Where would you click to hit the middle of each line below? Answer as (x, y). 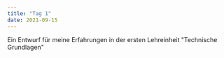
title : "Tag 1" (29, 13)
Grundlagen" (26, 47)
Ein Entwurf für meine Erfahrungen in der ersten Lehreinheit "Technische (112, 39)
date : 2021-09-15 (33, 20)
